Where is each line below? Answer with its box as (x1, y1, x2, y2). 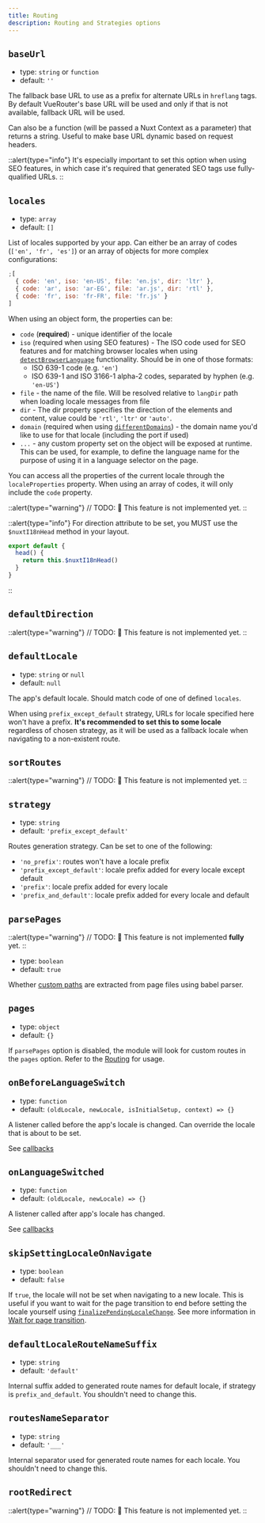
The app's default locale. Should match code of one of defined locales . (8, 693, 241, 703)
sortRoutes (8, 757, 62, 768)
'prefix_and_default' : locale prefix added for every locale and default (19, 891, 250, 900)
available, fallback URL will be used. (8, 108, 125, 117)
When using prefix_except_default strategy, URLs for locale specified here (8, 708, 255, 718)
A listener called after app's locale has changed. (8, 1209, 165, 1219)
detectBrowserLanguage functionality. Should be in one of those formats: (19, 354, 253, 364)
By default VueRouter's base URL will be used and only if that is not (8, 100, 229, 109)
